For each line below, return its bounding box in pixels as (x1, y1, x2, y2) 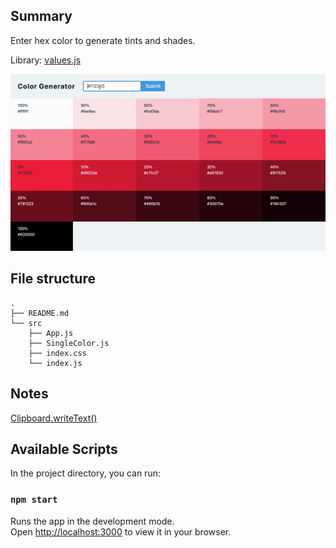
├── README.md (10, 308, 70, 318)
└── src (10, 318, 43, 328)
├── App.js (28, 328, 74, 338)
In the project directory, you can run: (10, 467, 161, 479)
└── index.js (28, 358, 83, 368)
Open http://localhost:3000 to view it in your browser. (10, 525, 232, 538)
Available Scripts (10, 440, 118, 458)
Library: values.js (10, 54, 82, 66)
